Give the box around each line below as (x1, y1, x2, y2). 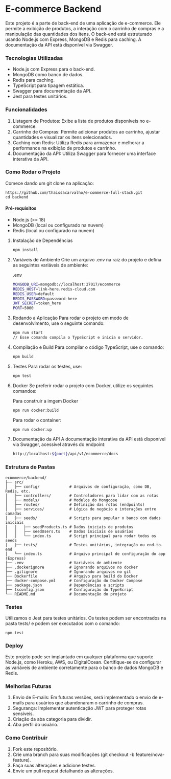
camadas (5, 511, 22, 516)
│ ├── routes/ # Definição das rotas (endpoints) (5, 502, 145, 507)
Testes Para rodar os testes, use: (12, 363, 82, 369)
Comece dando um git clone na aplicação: (5, 180, 94, 186)
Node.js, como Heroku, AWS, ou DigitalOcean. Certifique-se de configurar (5, 659, 162, 665)
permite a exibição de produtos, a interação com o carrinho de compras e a (5, 25, 164, 31)
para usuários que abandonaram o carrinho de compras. (25, 700, 144, 706)
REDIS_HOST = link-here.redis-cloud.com (12, 286, 95, 292)
